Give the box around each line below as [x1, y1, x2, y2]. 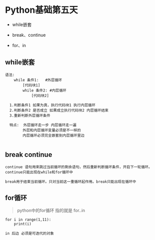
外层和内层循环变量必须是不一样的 [22, 128, 81, 133]
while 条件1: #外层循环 [14, 77, 62, 82]
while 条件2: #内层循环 [22, 88, 67, 93]
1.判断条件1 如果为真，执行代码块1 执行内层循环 [9, 102, 96, 108]
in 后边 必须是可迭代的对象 [5, 231, 54, 236]
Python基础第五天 [5, 4, 78, 16]
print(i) [14, 221, 32, 227]
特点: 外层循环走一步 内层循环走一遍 [9, 122, 77, 127]
